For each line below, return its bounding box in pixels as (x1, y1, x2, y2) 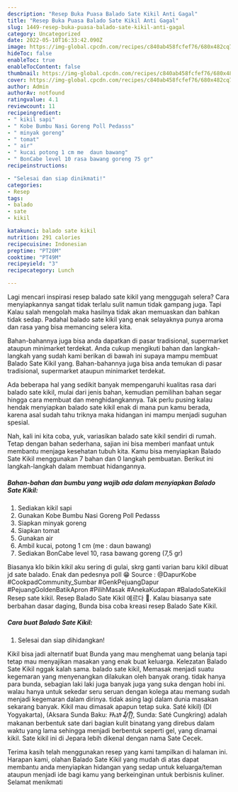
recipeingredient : (7, 109, 62, 116)
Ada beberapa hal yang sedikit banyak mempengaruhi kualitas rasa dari (7, 380, 217, 389)
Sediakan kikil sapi (17, 503, 72, 512)
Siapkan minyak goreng (17, 519, 87, 527)
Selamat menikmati (7, 778, 63, 786)
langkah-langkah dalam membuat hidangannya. (7, 462, 147, 471)
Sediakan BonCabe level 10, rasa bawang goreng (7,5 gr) (17, 549, 183, 557)
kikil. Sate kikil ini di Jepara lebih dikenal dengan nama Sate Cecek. (7, 734, 203, 742)
